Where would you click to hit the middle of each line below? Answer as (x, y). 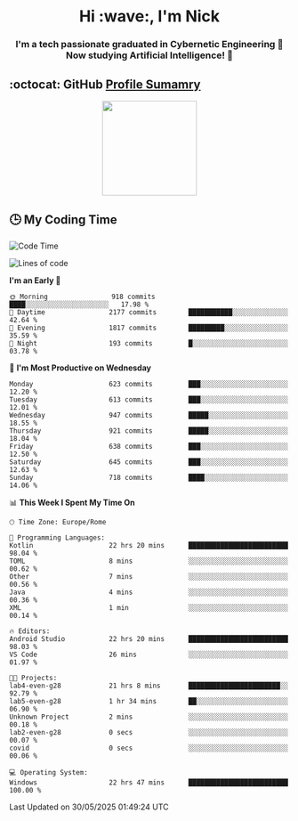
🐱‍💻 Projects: (33, 678)
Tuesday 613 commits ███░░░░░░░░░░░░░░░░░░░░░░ (149, 399)
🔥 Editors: (30, 631)
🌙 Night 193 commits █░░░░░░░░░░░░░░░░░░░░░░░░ (149, 343)
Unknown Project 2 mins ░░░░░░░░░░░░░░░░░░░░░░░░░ (149, 717)
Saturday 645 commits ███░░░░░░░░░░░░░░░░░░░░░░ (149, 462)
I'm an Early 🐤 (35, 280)
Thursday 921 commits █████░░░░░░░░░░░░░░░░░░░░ (149, 431)
